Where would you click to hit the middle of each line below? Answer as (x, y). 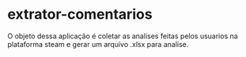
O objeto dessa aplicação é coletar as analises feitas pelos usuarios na (123, 36)
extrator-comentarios (80, 14)
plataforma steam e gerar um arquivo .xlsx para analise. (98, 44)
